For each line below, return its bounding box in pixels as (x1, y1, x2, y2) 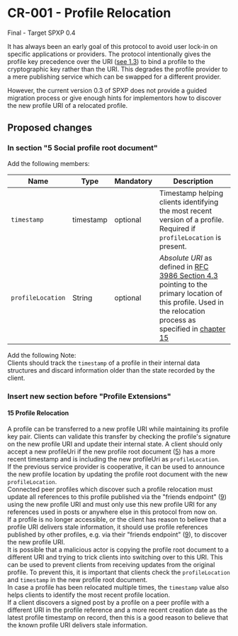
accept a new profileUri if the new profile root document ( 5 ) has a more (7, 447, 216, 456)
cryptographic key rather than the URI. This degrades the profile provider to (7, 65, 228, 73)
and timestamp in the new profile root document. (7, 575, 148, 583)
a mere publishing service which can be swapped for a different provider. (7, 72, 222, 81)
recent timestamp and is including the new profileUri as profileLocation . (7, 454, 220, 463)
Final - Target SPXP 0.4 (7, 28, 76, 37)
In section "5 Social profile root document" (7, 143, 158, 153)
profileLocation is (159, 232, 222, 242)
